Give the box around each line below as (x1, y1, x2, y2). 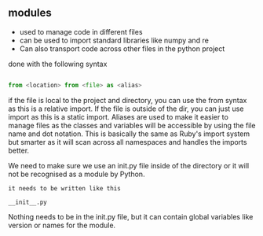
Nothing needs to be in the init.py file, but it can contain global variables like (8, 212, 254, 221)
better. (8, 146, 30, 155)
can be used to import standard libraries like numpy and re (19, 35, 210, 45)
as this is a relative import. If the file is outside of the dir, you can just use (8, 104, 244, 113)
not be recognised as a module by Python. (8, 169, 145, 179)
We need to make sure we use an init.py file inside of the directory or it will (8, 160, 250, 170)
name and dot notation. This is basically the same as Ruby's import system (8, 129, 250, 138)
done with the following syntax (8, 59, 108, 68)
